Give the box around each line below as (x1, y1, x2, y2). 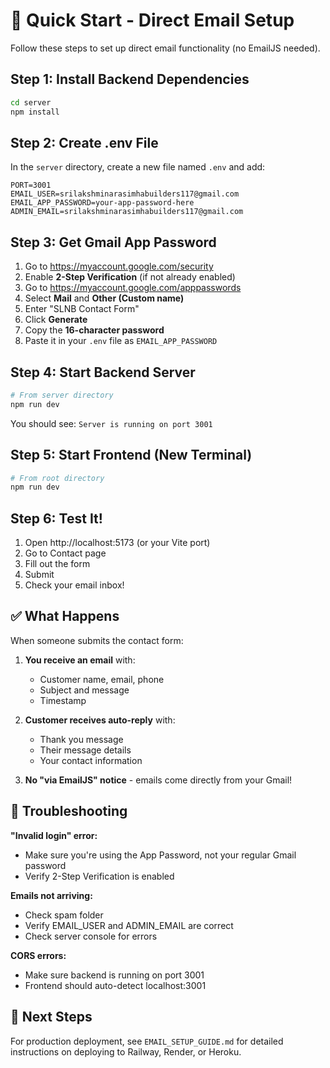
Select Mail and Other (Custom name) (24, 292, 185, 304)
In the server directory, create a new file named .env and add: (10, 161, 266, 173)
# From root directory (10, 473, 105, 483)
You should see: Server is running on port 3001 (10, 417, 213, 429)
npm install (10, 107, 60, 117)
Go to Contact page (24, 547, 107, 559)
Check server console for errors (24, 930, 158, 942)
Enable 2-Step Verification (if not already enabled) (24, 271, 236, 283)
